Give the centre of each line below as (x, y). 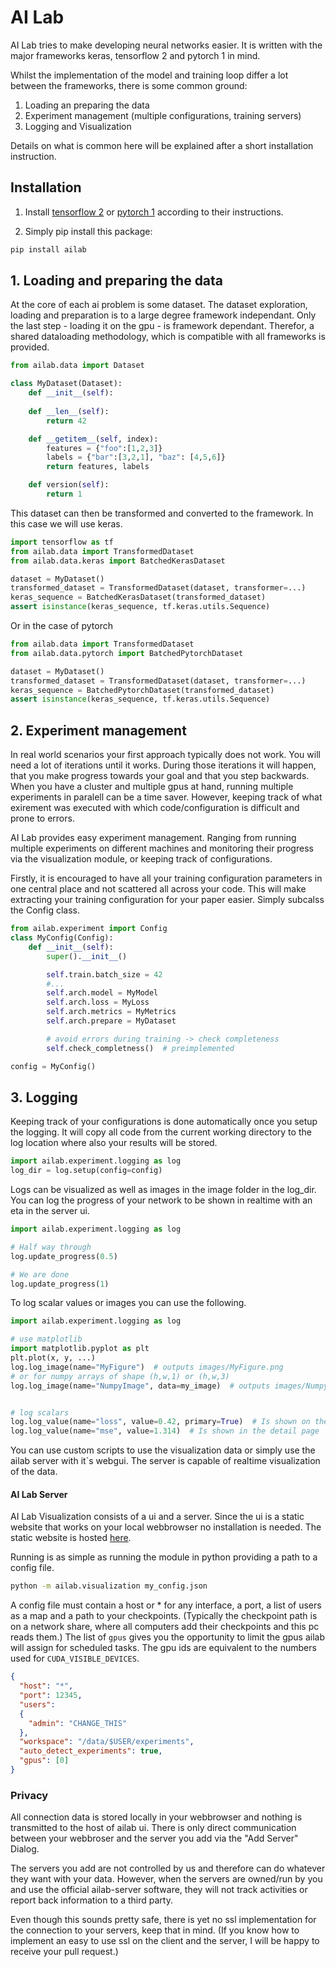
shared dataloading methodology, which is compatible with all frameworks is (168, 337)
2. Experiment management (98, 730)
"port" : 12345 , (51, 1696)
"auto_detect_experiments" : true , (91, 1751)
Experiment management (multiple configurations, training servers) (163, 115)
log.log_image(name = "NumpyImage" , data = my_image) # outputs (140, 1386)
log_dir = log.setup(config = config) (86, 1171)
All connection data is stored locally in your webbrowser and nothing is (156, 1817)
